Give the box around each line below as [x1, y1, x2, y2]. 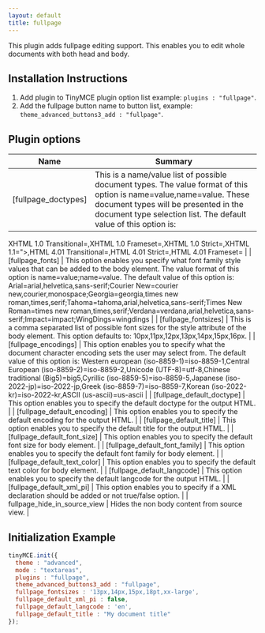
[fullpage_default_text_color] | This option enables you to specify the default [8, 458, 256, 467]
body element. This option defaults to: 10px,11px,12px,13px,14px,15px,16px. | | [8, 331, 256, 341]
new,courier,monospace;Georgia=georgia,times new [8, 289, 179, 299]
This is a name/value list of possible [94, 169, 227, 180]
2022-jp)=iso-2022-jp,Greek [8, 382, 101, 391]
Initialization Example [8, 530, 116, 544]
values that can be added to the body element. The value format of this [8, 264, 240, 273]
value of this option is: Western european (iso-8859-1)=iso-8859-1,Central [8, 356, 250, 366]
